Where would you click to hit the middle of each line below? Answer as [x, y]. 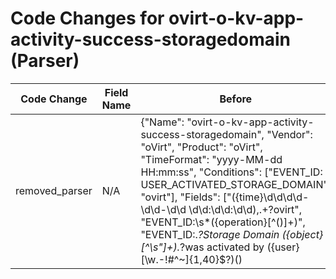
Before [236, 99]
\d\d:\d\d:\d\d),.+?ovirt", [245, 209]
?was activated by [222, 247]
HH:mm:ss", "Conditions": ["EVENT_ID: [231, 172]
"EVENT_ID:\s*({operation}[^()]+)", [223, 222]
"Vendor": [289, 134]
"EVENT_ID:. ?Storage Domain [210, 234]
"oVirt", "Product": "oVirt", [201, 147]
